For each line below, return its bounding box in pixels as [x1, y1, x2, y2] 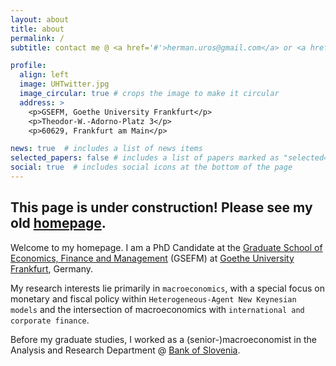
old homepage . [10, 215, 107, 232]
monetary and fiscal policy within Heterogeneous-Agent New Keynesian [10, 292, 297, 305]
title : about [10, 24, 65, 34]
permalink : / [10, 33, 65, 43]
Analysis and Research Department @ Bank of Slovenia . [10, 344, 241, 356]
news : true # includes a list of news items [10, 144, 203, 154]
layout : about [10, 14, 70, 25]
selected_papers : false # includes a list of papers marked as [10, 153, 280, 163]
